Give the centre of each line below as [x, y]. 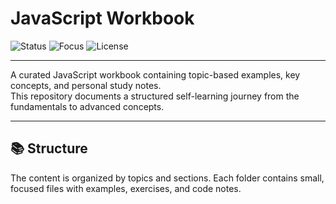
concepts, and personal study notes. [86, 85]
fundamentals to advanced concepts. [87, 106]
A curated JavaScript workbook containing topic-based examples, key [155, 74]
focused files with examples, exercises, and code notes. [126, 188]
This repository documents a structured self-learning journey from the [155, 96]
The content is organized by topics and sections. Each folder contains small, [167, 178]
